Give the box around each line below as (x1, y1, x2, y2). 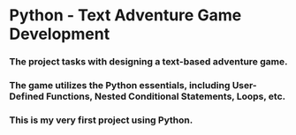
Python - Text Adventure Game (9, 5, 242, 26)
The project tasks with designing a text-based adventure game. (9, 56, 288, 68)
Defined (9, 90, 44, 102)
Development (9, 24, 110, 44)
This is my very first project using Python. (9, 114, 194, 126)
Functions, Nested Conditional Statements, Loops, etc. (45, 90, 285, 102)
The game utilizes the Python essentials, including (9, 79, 231, 92)
